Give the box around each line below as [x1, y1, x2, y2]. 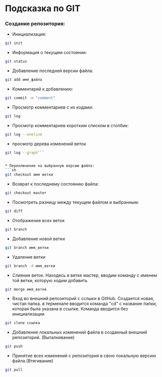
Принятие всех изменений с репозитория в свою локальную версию [12, 353, 157, 358]
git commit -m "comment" [5, 95, 55, 100]
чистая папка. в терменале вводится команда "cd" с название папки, [12, 301, 157, 307]
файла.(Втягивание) [12, 358, 54, 364]
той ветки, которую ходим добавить [12, 277, 88, 283]
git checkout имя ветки [5, 172, 54, 177]
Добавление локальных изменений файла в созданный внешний [12, 329, 147, 335]
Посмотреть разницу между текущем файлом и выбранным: [12, 199, 139, 205]
